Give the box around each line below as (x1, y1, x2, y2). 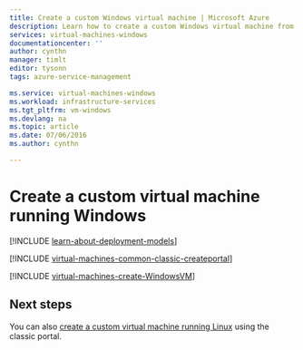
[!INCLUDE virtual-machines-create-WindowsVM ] (9, 270, 196, 281)
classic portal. (9, 330, 62, 341)
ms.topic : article (9, 122, 79, 131)
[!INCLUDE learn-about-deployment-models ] (9, 235, 178, 246)
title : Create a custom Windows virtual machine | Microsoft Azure (9, 13, 270, 23)
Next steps (9, 297, 73, 313)
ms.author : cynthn (9, 140, 79, 149)
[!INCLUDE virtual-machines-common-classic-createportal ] (9, 253, 233, 264)
